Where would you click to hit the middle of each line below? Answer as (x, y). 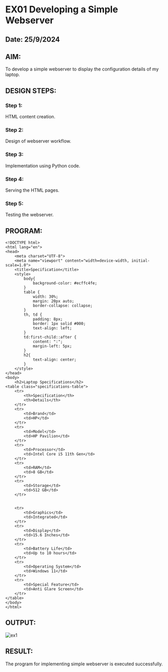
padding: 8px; (48, 319)
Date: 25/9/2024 (33, 39)
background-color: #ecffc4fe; (65, 283)
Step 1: (14, 105)
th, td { (33, 315)
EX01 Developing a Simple (62, 10)
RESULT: (19, 651)
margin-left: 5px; (52, 346)
